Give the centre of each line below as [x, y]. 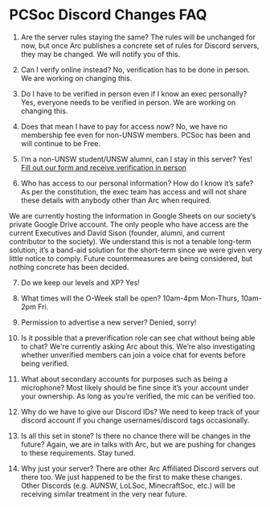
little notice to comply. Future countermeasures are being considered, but [131, 258]
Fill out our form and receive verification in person [104, 167]
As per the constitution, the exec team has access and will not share [134, 191]
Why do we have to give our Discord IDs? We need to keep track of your [140, 411]
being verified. [45, 363]
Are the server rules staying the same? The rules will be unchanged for [138, 37]
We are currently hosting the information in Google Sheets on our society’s [133, 215]
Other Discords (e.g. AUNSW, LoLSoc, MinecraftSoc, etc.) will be [128, 485]
